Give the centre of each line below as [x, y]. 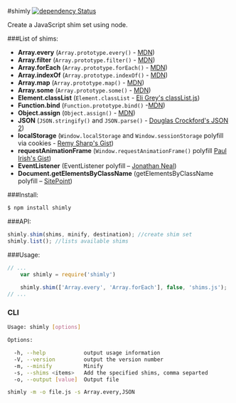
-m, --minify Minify [58, 366]
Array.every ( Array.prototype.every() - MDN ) [86, 52]
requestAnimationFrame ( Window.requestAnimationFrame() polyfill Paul [122, 151]
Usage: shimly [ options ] [44, 328]
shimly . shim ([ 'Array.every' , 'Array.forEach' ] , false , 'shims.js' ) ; [124, 288]
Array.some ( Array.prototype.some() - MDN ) [84, 90]
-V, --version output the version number [88, 360]
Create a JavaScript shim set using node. [68, 25]
